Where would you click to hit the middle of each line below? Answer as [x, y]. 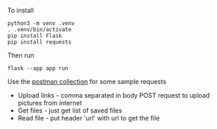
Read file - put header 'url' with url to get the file [89, 118]
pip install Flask [35, 36]
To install [21, 10]
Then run [21, 55]
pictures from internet [50, 103]
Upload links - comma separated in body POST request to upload [114, 95]
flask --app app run [38, 68]
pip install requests [40, 42]
